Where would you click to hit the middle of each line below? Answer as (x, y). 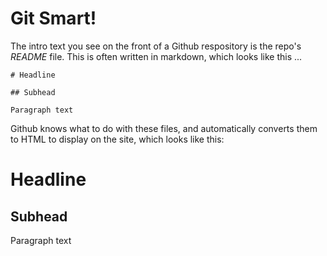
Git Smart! (53, 18)
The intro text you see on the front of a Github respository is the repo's (156, 46)
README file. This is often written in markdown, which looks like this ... (156, 56)
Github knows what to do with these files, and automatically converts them (164, 128)
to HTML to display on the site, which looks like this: (117, 139)
